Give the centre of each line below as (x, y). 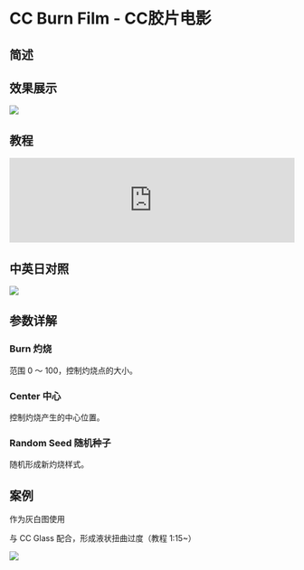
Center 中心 (35, 396)
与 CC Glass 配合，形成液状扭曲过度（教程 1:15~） (103, 538)
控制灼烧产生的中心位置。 (57, 417)
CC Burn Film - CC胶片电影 (110, 19)
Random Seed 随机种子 (60, 443)
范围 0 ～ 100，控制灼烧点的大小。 (74, 370)
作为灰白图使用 (37, 519)
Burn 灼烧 (31, 349)
